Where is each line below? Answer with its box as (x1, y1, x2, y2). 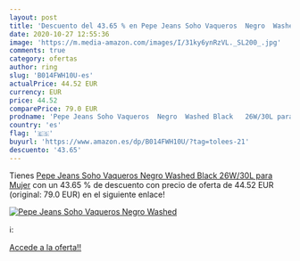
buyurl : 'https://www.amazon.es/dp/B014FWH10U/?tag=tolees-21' (9, 137, 250, 146)
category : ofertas (9, 54, 78, 63)
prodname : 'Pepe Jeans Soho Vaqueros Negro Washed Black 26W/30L (9, 112, 274, 121)
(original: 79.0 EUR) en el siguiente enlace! (9, 189, 165, 200)
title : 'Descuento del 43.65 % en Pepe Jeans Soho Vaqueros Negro (9, 21, 266, 30)
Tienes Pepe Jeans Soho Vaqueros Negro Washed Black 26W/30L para (9, 170, 273, 181)
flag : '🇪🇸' (9, 129, 54, 138)
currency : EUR (9, 87, 62, 96)
